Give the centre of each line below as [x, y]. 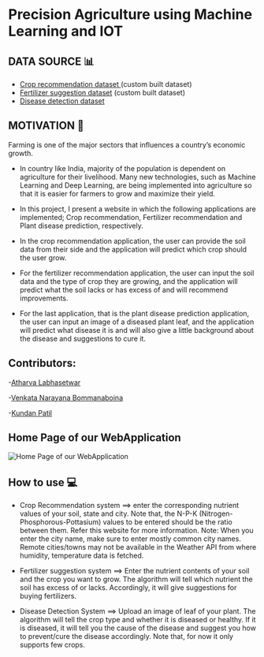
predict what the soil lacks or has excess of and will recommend [124, 289]
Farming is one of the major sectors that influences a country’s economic [127, 144]
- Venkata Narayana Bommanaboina [66, 398]
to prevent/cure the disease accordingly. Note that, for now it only [126, 636]
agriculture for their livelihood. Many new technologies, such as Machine [138, 177]
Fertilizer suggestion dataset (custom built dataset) [102, 93]
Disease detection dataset [62, 101]
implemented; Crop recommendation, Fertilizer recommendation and [131, 217]
